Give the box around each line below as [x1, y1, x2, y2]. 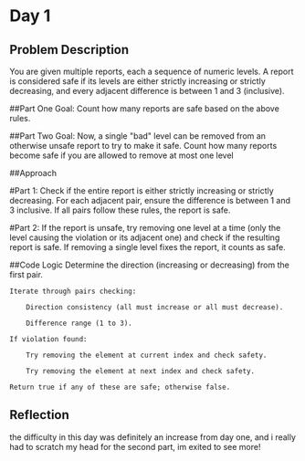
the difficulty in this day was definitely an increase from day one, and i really [9, 431, 297, 443]
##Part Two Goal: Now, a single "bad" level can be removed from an [9, 131, 267, 141]
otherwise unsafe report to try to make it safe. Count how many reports [9, 141, 278, 151]
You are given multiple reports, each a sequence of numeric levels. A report [9, 66, 294, 77]
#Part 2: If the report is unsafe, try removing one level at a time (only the [9, 223, 281, 233]
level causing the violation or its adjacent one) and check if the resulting [9, 232, 280, 243]
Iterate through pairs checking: [9, 287, 137, 296]
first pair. [9, 269, 44, 279]
